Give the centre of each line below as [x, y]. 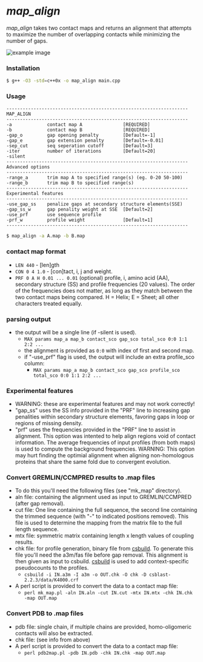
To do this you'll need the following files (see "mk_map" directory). [98, 491]
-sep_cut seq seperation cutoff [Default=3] [80, 146]
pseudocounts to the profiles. [52, 568]
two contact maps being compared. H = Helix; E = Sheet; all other [97, 297]
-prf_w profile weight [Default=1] [80, 220]
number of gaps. [27, 41]
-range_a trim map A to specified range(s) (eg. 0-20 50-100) [95, 178]
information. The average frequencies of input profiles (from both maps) [105, 443]
